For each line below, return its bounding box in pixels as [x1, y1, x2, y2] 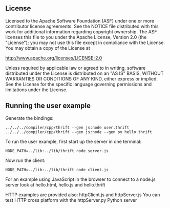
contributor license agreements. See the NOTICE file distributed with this [5, 23, 159, 29]
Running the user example [5, 101, 91, 110]
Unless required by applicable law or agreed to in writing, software [5, 65, 146, 71]
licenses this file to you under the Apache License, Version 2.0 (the [5, 34, 147, 40]
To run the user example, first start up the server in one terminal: [5, 138, 142, 144]
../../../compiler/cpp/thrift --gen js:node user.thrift [5, 125, 130, 130]
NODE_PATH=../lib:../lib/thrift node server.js [5, 148, 109, 153]
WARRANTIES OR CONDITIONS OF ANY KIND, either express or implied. [5, 75, 158, 81]
